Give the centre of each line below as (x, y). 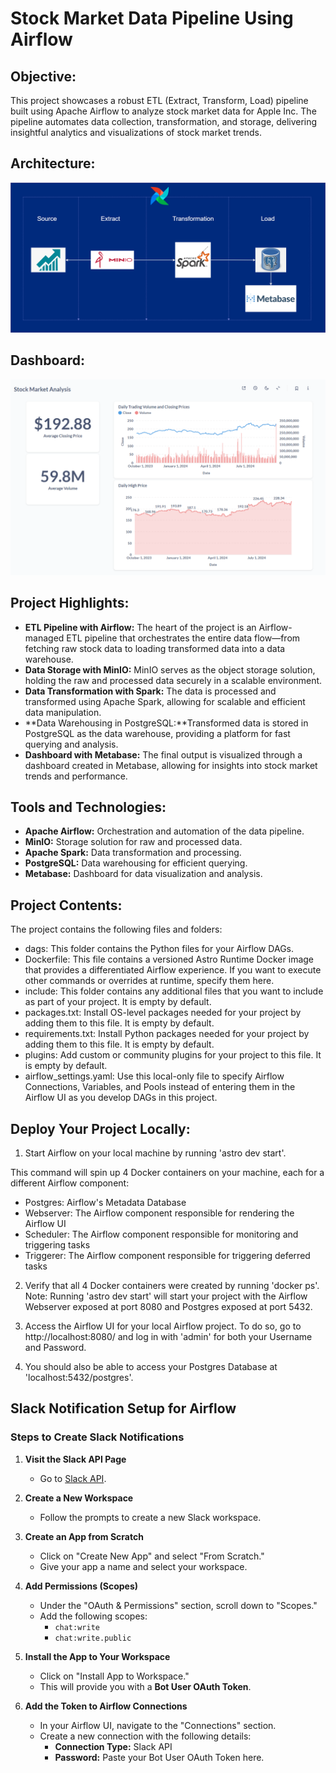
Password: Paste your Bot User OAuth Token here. (159, 1757)
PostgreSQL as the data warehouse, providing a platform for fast (157, 733)
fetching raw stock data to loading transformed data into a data (155, 648)
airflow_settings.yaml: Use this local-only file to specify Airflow (154, 1076)
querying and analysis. (71, 744)
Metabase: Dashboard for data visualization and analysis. (143, 874)
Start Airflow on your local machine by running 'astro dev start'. (155, 1153)
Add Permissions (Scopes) (81, 1586)
